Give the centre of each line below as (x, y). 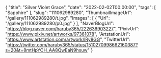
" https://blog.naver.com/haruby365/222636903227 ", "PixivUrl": (73, 29)
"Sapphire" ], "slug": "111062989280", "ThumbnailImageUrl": (69, 13)
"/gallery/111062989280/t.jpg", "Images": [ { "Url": (58, 18)
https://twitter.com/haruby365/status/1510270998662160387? (73, 45)
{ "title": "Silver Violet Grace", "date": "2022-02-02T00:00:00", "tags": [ (81, 7)
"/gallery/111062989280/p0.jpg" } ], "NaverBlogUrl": (60, 23)
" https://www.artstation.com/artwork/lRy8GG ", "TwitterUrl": (68, 39)
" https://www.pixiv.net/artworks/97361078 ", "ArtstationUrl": (68, 34)
